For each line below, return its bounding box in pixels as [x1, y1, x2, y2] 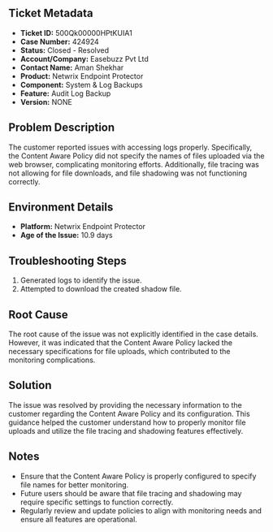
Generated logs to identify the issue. [19, 275, 142, 285]
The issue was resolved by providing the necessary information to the [8, 400, 242, 409]
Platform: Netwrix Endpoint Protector [19, 222, 146, 231]
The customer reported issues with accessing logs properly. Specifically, [8, 142, 253, 152]
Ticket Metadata [8, 6, 93, 20]
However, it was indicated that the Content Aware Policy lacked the [8, 338, 233, 348]
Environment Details [8, 201, 114, 214]
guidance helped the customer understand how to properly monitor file [8, 417, 246, 427]
